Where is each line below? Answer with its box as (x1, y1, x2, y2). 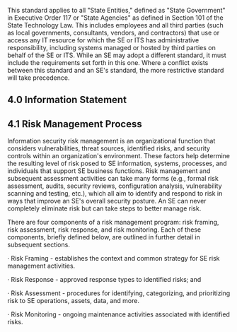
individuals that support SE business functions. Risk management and (7, 167, 211, 175)
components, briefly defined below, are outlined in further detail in (7, 233, 200, 242)
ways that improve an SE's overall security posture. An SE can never (7, 197, 207, 206)
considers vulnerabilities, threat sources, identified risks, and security (7, 144, 211, 153)
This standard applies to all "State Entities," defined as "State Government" (7, 6, 226, 14)
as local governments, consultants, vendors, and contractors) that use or (7, 28, 220, 37)
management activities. (7, 261, 76, 271)
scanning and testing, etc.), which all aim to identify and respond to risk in (7, 189, 223, 198)
